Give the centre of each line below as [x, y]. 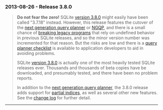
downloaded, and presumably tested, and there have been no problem [87, 73]
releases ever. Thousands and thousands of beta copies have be [81, 68]
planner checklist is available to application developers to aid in [80, 48]
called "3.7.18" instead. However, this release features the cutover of [85, 22]
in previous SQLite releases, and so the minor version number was [83, 38]
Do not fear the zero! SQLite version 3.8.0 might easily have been [82, 17]
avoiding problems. [36, 53]
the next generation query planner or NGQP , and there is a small [81, 28]
